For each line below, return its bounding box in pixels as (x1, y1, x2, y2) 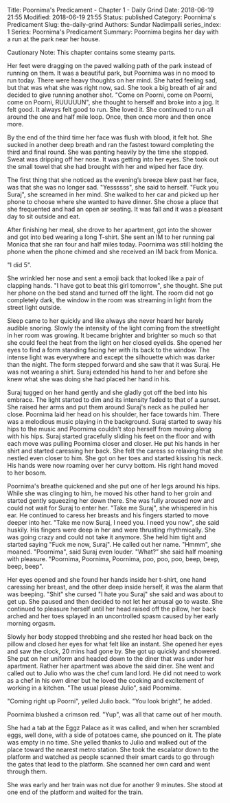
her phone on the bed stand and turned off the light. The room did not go (7, 289, 214, 297)
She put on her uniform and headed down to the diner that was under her (7, 655, 214, 662)
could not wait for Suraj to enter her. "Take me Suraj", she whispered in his (7, 504, 218, 512)
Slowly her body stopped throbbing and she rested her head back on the (7, 633, 213, 641)
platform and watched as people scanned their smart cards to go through (7, 753, 215, 761)
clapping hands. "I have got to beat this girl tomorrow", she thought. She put (7, 282, 223, 289)
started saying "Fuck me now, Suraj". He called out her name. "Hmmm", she (7, 541, 222, 548)
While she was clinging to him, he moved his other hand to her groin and (7, 489, 212, 497)
